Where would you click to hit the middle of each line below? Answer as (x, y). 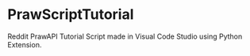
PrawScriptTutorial (71, 15)
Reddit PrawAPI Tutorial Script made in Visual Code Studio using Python (125, 36)
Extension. (25, 44)
